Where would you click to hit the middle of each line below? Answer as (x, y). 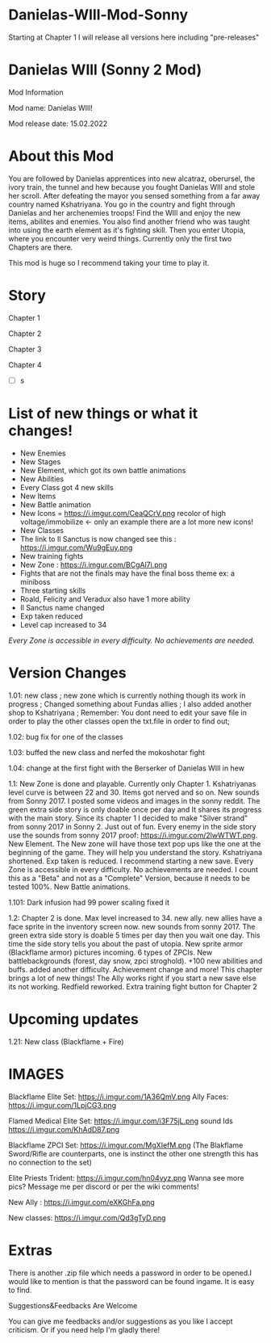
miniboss (35, 581)
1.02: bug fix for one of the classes (66, 737)
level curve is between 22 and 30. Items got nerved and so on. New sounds (134, 792)
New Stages (40, 461)
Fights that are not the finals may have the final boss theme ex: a (127, 573)
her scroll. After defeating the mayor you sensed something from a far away (134, 195)
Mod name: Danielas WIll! (50, 107)
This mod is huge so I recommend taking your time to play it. (109, 262)
